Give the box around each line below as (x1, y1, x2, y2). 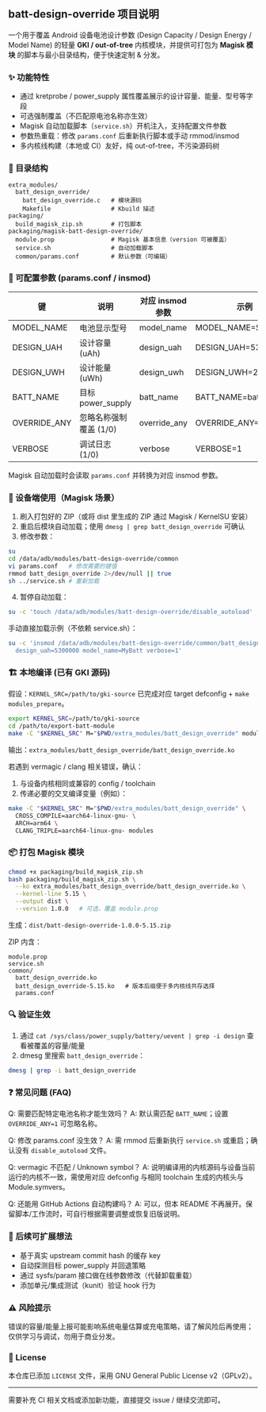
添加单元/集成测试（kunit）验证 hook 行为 (19, 1280, 156, 1290)
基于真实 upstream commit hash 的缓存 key (19, 1250, 161, 1260)
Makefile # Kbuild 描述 (22, 205, 155, 213)
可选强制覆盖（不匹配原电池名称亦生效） (19, 111, 152, 121)
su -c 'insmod (8, 639, 55, 647)
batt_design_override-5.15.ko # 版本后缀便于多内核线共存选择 (15, 982, 215, 990)
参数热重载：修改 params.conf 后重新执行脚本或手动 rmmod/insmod (19, 131, 240, 141)
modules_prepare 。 (8, 699, 69, 708)
